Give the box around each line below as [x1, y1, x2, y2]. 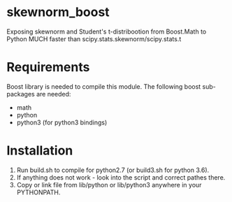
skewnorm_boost [6, 4, 110, 20]
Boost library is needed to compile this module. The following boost [6, 82, 201, 91]
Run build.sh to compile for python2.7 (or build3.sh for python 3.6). [16, 166, 210, 174]
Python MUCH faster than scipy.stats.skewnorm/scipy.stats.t [6, 34, 182, 43]
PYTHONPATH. [16, 188, 61, 196]
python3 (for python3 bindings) [16, 118, 108, 127]
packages [6, 89, 36, 98]
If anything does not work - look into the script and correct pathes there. [16, 173, 226, 182]
